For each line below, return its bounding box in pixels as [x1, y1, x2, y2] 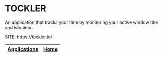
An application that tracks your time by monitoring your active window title [5, 19, 158, 25]
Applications [7, 45, 39, 52]
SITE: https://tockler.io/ [5, 34, 53, 40]
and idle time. [5, 24, 33, 30]
